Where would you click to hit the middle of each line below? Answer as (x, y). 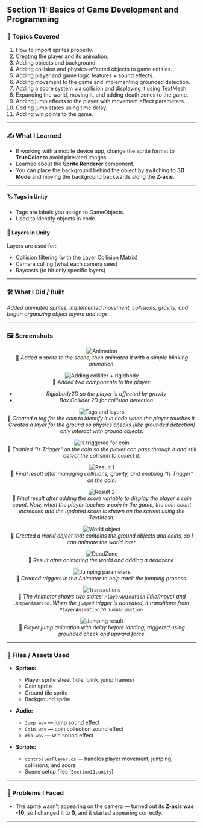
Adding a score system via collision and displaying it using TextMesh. (102, 88)
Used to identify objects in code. (56, 219)
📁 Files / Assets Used (38, 655)
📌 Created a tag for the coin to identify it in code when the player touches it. (102, 418)
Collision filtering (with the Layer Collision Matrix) (77, 258)
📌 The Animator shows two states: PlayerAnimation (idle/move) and (102, 596)
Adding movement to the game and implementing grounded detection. (103, 82)
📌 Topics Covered (33, 37)
